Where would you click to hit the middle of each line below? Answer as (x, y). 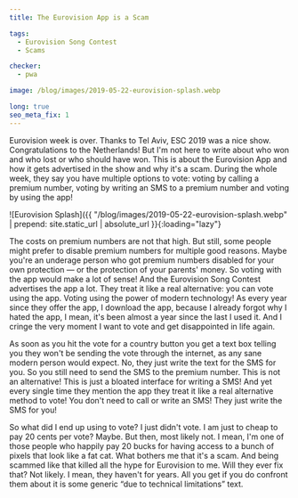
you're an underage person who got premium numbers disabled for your (142, 260)
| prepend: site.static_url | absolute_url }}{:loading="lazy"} (115, 224)
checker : (25, 66)
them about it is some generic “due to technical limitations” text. (126, 484)
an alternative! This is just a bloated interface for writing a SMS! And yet (141, 381)
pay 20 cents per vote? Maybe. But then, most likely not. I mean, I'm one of (147, 437)
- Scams (32, 50)
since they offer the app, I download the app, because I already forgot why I (148, 307)
